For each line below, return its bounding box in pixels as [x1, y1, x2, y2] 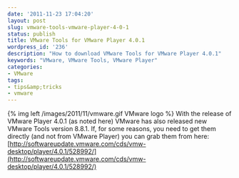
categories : [7, 63, 43, 70]
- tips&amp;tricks [7, 83, 62, 90]
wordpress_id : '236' [7, 43, 69, 51]
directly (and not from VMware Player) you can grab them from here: [7, 132, 209, 141]
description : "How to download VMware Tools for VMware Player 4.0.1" [7, 51, 222, 58]
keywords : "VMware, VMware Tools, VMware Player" [7, 57, 158, 64]
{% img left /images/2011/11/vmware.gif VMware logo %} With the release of [7, 110, 232, 118]
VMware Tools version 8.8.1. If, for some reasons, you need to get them [7, 125, 216, 133]
